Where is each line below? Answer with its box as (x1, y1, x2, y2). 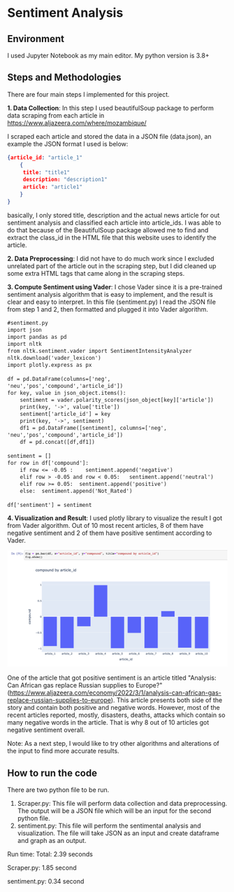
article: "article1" (22, 183, 82, 190)
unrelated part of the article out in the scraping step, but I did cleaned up (7, 261, 217, 270)
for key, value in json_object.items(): (7, 389, 127, 396)
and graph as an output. (17, 837, 87, 845)
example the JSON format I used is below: (7, 139, 129, 148)
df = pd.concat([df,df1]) (20, 438, 96, 445)
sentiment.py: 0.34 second (7, 877, 85, 886)
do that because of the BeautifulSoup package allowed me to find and (7, 225, 209, 234)
